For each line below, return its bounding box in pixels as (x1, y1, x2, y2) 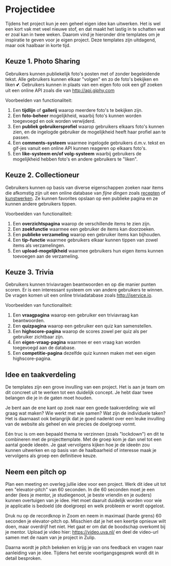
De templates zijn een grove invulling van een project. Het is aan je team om (5, 384, 165, 390)
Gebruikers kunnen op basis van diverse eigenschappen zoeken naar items (5, 184, 164, 190)
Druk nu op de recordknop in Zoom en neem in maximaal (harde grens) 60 (5, 513, 162, 518)
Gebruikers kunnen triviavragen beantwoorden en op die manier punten (5, 281, 156, 287)
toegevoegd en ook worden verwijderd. (12, 118, 96, 124)
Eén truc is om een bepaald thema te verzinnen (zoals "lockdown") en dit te (5, 431, 164, 437)
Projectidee (5, 4, 55, 15)
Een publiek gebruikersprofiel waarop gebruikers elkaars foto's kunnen (12, 123, 164, 129)
